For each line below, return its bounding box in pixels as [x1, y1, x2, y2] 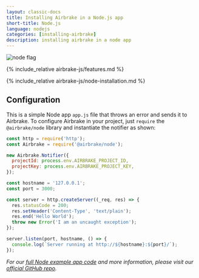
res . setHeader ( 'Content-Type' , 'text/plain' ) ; [12, 208, 132, 214]
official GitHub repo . [6, 265, 57, 272]
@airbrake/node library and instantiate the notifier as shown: [6, 124, 156, 131]
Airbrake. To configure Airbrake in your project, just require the [6, 117, 165, 124]
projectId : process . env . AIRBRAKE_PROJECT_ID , [12, 158, 129, 164]
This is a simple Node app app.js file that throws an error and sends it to [6, 110, 187, 118]
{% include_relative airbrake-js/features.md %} [6, 66, 124, 73]
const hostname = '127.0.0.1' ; [6, 180, 86, 186]
